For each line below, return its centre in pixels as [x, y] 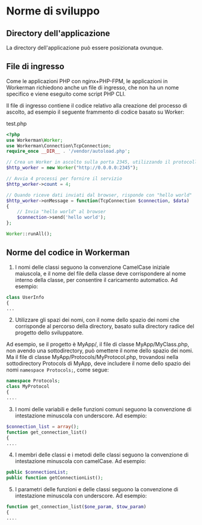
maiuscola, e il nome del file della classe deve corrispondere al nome [100, 273]
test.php [17, 123]
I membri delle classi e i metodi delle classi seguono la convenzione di [102, 455]
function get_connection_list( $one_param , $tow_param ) [76, 507]
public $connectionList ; [37, 472]
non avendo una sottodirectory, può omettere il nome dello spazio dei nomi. [100, 351]
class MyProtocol [28, 387]
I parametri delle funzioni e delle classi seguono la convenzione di [96, 490]
